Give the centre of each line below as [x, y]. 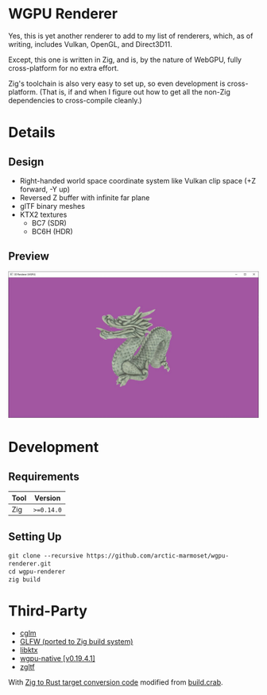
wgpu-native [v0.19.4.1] [57, 658]
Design [26, 162]
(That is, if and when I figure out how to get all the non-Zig [135, 91]
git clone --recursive [46, 556]
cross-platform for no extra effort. [64, 68]
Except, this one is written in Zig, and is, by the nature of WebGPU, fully [125, 60]
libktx [29, 650]
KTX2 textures [43, 214]
